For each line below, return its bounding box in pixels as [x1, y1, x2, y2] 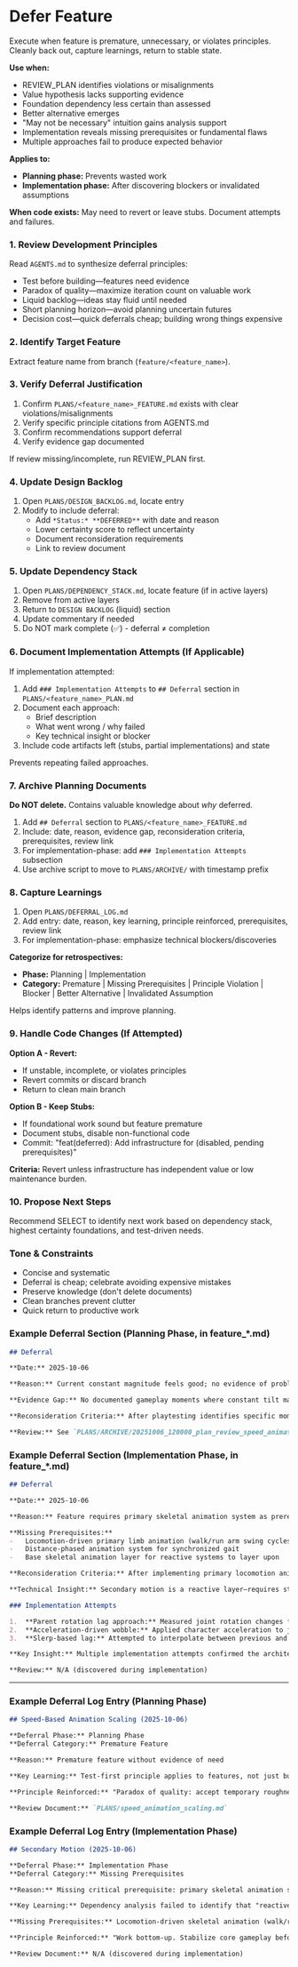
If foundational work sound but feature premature [21, 1118, 203, 1129]
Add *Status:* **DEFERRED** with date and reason [35, 515, 220, 525]
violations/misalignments [21, 407, 114, 419]
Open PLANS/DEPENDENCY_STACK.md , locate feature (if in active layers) [21, 585, 269, 596]
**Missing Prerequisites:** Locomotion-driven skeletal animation [9, 1917, 260, 1926]
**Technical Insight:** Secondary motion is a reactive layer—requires [9, 1585, 279, 1595]
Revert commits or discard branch [21, 1074, 147, 1085]
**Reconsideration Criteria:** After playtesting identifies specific [9, 1411, 276, 1420]
